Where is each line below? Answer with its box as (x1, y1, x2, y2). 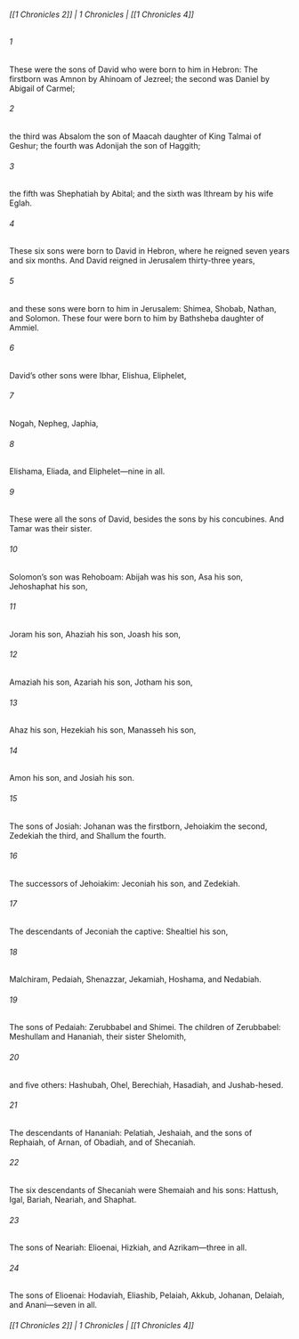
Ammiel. (9, 322, 40, 333)
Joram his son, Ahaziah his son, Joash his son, (9, 629, 181, 639)
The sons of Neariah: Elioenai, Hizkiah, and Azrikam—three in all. (9, 1242, 247, 1253)
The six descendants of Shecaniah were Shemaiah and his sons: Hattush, (9, 1185, 279, 1196)
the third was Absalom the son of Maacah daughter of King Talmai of (9, 131, 262, 142)
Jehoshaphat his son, (9, 580, 88, 591)
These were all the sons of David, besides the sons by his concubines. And (9, 514, 285, 524)
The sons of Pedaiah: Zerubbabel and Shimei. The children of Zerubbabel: (9, 1022, 281, 1033)
